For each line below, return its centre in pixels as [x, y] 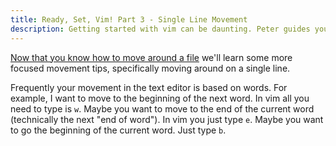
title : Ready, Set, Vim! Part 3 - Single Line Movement [129, 19]
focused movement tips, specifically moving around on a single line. [150, 68]
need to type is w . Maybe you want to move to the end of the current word [162, 108]
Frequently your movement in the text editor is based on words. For [149, 87]
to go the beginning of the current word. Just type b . [118, 130]
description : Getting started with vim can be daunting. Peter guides [160, 29]
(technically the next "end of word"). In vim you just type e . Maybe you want [167, 119]
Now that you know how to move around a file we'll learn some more [151, 57]
